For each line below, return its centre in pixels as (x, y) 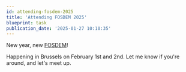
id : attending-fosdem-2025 (40, 12)
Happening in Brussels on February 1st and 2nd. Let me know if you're (93, 57)
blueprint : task (26, 23)
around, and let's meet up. (39, 63)
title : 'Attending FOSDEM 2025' (46, 17)
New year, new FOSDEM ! (37, 45)
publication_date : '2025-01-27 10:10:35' (59, 28)
